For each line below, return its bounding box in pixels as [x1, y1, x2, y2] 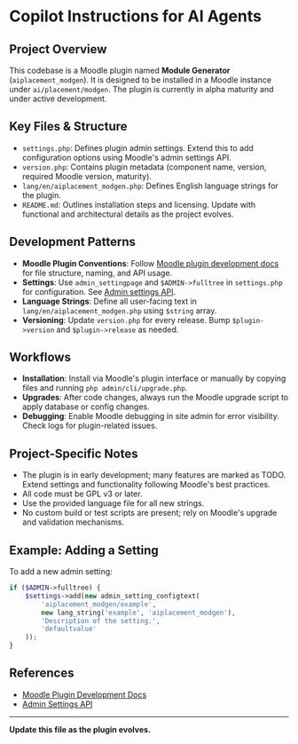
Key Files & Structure [9, 119, 128, 134]
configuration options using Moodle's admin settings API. [21, 152, 232, 162]
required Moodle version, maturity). [21, 170, 153, 181]
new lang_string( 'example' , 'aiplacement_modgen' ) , [41, 608, 237, 617]
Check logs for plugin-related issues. [21, 420, 158, 431]
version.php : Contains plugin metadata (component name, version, [21, 162, 267, 172]
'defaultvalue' [41, 624, 98, 634]
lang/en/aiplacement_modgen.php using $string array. [21, 305, 217, 316]
